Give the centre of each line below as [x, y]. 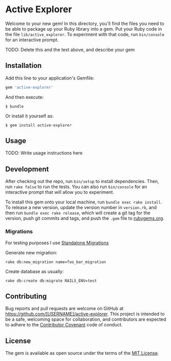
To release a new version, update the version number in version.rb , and [81, 208]
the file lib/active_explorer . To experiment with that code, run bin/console [85, 34]
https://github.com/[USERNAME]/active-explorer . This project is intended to [85, 314]
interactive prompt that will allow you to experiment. [60, 192]
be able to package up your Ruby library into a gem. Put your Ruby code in [84, 29]
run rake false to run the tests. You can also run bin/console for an [76, 187]
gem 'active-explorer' [29, 87]
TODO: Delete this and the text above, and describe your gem [70, 49]
